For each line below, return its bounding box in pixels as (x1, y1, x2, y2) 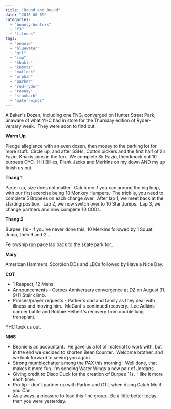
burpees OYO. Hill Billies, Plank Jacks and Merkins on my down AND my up (5, 159, 165, 166)
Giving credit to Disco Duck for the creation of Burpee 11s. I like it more (12, 371, 163, 377)
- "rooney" (10, 88, 33, 94)
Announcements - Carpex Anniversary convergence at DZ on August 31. (12, 287, 165, 293)
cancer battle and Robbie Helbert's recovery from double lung (12, 309, 144, 315)
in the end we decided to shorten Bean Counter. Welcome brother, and (12, 349, 163, 355)
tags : (5, 36, 17, 42)
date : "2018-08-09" (5, 12, 47, 17)
